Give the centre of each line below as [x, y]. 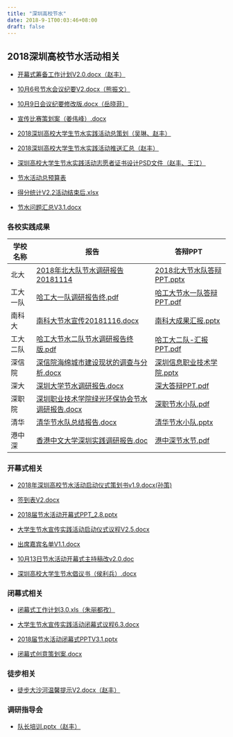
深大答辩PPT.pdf [182, 386]
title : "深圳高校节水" [37, 14]
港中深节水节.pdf [182, 440]
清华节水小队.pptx [184, 422]
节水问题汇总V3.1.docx [49, 207]
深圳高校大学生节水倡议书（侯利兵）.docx [77, 573]
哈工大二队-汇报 [182, 340]
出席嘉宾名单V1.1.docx [49, 544]
